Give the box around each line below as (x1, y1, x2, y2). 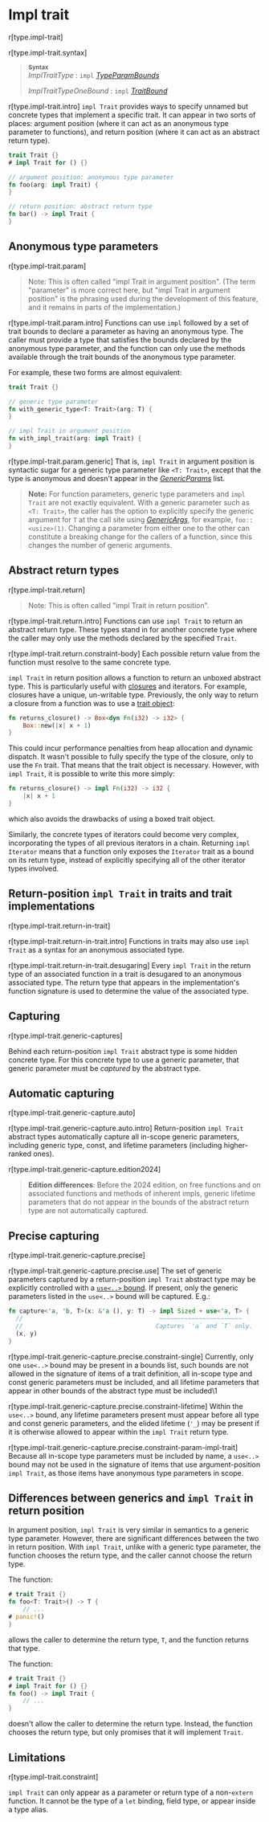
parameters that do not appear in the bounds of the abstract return (27, 1197, 250, 1207)
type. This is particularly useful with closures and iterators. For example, (8, 681, 247, 691)
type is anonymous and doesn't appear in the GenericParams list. (8, 473, 226, 483)
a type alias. (8, 1804, 49, 1814)
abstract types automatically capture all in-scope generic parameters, (8, 1132, 239, 1142)
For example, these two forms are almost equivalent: (8, 367, 182, 377)
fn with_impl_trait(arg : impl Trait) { (8, 435, 142, 443)
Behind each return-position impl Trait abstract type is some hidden (8, 1046, 238, 1056)
